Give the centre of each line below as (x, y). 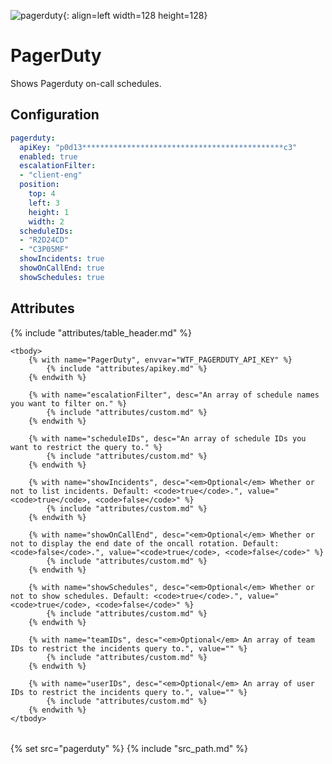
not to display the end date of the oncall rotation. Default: (145, 543)
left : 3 (44, 203)
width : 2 (46, 221)
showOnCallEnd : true (62, 268)
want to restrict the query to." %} (86, 447)
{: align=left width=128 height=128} (135, 15)
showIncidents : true (62, 259)
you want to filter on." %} (69, 403)
